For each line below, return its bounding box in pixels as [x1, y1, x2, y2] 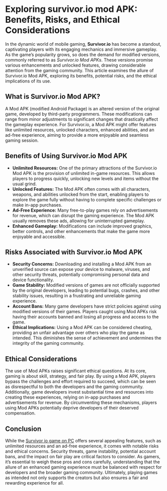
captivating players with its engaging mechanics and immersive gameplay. [5, 46, 158, 52]
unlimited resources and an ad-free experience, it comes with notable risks [5, 443, 159, 449]
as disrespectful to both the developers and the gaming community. [5, 384, 144, 390]
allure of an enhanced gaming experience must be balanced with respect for [5, 464, 162, 470]
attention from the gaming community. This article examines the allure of [5, 67, 154, 73]
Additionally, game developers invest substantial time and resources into [5, 389, 154, 395]
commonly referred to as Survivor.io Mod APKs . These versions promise [5, 57, 153, 63]
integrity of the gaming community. [12, 340, 84, 346]
